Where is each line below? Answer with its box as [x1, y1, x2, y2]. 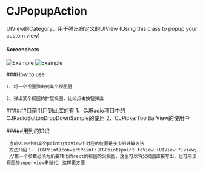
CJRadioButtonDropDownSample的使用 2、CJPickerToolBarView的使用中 [6, 114, 190, 122]
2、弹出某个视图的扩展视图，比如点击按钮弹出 [6, 96, 104, 102]
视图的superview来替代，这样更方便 [6, 160, 85, 166]
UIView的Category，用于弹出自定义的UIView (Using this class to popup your [6, 25, 198, 32]
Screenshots [6, 45, 39, 53]
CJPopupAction [6, 4, 88, 18]
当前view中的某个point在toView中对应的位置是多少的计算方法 [8, 141, 145, 147]
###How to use [6, 71, 45, 78]
